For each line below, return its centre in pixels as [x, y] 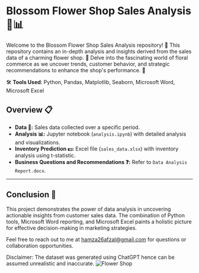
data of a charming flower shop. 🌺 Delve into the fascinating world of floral [97, 57]
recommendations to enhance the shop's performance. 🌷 [76, 70]
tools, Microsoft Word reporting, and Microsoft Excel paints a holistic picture [99, 221]
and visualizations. [37, 142]
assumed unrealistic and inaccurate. [50, 263]
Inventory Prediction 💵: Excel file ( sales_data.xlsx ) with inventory [97, 149]
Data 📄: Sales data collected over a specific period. [77, 127]
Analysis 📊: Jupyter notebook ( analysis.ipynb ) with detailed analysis [100, 134]
